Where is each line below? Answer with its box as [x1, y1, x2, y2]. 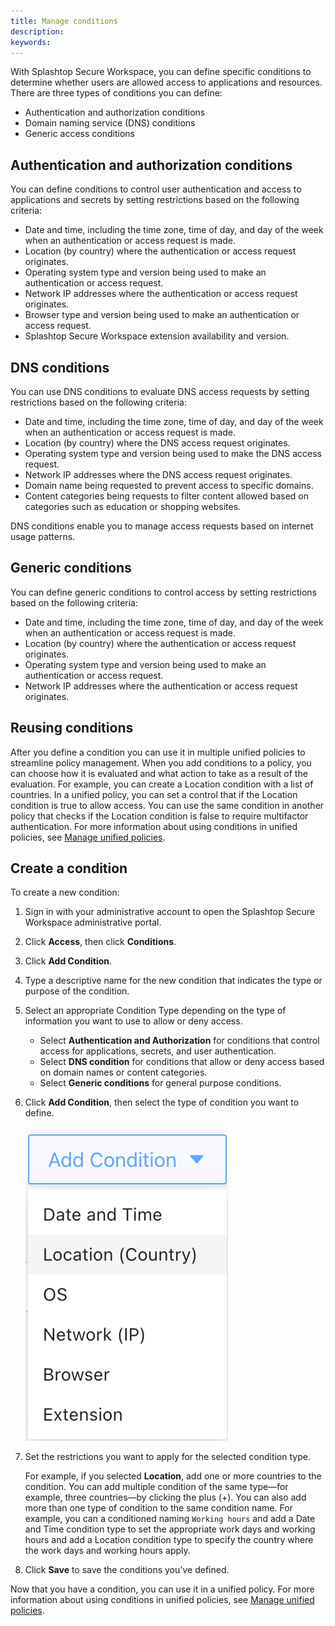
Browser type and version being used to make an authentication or [24, 309, 300, 321]
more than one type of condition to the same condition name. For [24, 1502, 293, 1514]
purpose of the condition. [24, 985, 130, 997]
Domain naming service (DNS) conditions [24, 117, 196, 129]
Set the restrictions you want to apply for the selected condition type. [24, 1451, 311, 1463]
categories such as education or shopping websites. [24, 501, 242, 512]
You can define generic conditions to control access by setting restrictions [10, 586, 317, 598]
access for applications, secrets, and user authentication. [39, 1045, 277, 1057]
